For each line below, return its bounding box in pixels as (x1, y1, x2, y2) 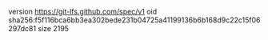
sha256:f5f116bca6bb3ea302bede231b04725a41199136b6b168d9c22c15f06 (8, 15, 261, 25)
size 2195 (38, 24, 70, 33)
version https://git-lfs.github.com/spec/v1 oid (8, 7, 158, 16)
